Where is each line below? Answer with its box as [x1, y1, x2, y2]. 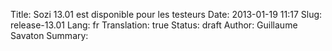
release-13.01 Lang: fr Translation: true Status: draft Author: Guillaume [10, 19, 298, 31]
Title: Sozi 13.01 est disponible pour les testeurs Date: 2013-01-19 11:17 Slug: [10, 9, 323, 20]
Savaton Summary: [10, 30, 89, 41]
